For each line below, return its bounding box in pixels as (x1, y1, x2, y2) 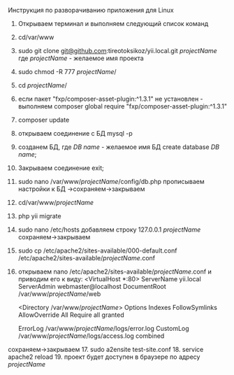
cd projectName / (17, 81, 67, 90)
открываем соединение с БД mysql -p (17, 129, 133, 137)
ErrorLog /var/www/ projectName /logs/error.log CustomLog (17, 325, 189, 332)
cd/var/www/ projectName (17, 199, 94, 206)
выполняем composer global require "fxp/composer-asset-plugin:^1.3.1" (17, 102, 228, 111)
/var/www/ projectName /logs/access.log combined (17, 332, 165, 340)
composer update (17, 115, 70, 124)
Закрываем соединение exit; (17, 164, 104, 172)
